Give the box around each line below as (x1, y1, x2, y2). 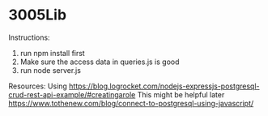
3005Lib (8, 6, 67, 24)
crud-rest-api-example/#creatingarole (8, 89, 136, 99)
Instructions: (8, 32, 50, 42)
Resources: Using (8, 81, 67, 91)
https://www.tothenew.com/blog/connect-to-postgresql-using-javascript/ (8, 98, 254, 108)
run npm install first (19, 48, 85, 58)
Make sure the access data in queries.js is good (19, 57, 180, 67)
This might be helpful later (137, 89, 225, 99)
